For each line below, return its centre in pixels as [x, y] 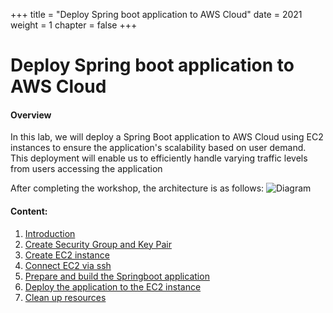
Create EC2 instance [67, 255]
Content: [29, 211]
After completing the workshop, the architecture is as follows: [137, 188]
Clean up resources [65, 297]
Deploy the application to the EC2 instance [113, 286]
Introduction [50, 233]
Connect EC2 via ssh [68, 265]
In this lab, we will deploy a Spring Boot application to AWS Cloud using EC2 [167, 137]
